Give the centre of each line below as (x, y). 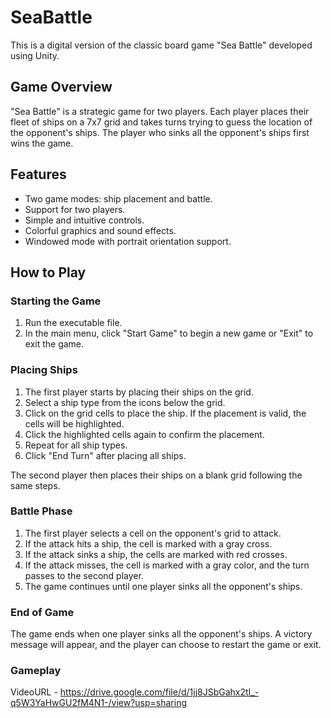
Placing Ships (44, 370)
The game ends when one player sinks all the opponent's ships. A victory (161, 634)
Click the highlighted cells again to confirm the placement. (144, 434)
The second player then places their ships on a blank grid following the (156, 475)
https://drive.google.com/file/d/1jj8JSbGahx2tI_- (159, 692)
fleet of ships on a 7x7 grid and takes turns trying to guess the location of (161, 122)
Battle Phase (41, 511)
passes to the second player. (84, 575)
